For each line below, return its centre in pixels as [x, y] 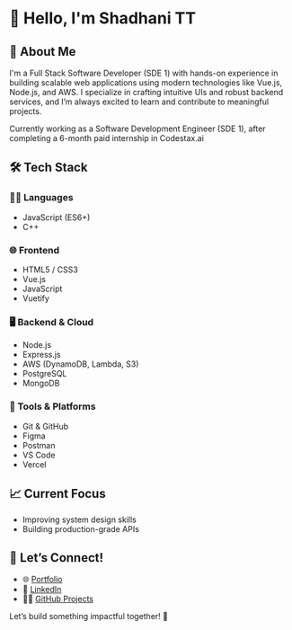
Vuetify [35, 298]
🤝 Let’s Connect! [57, 558]
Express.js [41, 355]
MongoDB [41, 383]
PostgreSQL [44, 374]
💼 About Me [43, 52]
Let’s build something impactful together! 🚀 [89, 617]
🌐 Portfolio [42, 580]
